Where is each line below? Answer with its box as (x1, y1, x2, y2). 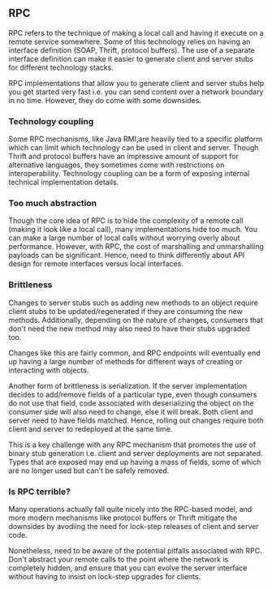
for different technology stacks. (8, 62, 114, 72)
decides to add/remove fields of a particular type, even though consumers (8, 389, 257, 399)
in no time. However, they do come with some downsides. (8, 95, 201, 105)
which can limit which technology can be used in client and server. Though (8, 143, 259, 153)
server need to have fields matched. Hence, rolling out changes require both (8, 415, 264, 425)
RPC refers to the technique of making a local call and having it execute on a (8, 28, 264, 37)
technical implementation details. (8, 178, 119, 187)
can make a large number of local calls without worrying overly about (8, 233, 240, 243)
